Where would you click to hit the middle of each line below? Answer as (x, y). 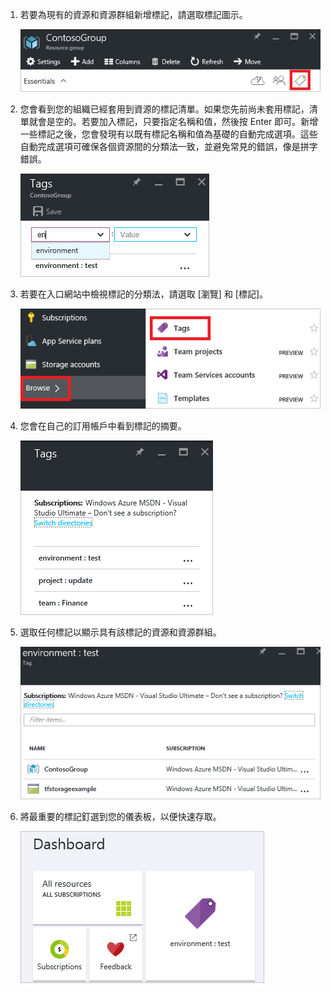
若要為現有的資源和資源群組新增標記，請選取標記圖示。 (133, 14)
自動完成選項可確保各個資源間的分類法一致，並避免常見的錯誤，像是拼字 (168, 146)
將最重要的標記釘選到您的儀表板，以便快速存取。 (120, 816)
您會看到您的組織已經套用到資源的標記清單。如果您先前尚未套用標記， (164, 109)
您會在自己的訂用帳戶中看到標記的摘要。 (103, 425)
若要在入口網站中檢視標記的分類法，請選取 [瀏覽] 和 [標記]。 (144, 294)
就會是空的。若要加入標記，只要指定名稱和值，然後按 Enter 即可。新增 (173, 121)
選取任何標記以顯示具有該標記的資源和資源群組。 (120, 632)
